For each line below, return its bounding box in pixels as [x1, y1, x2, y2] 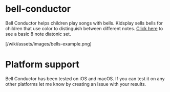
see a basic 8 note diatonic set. [5, 31, 71, 37]
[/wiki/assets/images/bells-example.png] [5, 40, 92, 47]
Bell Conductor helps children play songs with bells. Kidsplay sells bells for [5, 20, 163, 26]
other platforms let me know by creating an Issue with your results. [5, 81, 146, 87]
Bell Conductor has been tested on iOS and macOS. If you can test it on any [5, 75, 165, 82]
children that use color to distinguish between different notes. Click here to [5, 25, 163, 31]
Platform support [5, 59, 79, 71]
